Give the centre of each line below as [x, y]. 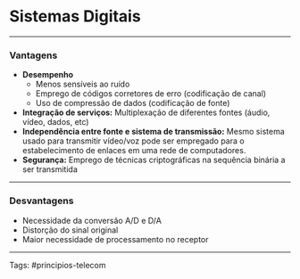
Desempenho [48, 75]
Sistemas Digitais [75, 16]
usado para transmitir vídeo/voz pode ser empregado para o [133, 141]
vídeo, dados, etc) [55, 122]
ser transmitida [50, 169]
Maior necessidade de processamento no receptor [115, 239]
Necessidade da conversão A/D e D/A [92, 220]
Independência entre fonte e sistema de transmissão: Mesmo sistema [154, 132]
